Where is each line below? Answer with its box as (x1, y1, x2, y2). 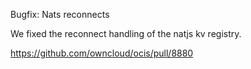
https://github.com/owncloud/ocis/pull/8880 (10, 47, 194, 59)
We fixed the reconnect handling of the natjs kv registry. (10, 28, 242, 39)
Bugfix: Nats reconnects (10, 9, 110, 20)
